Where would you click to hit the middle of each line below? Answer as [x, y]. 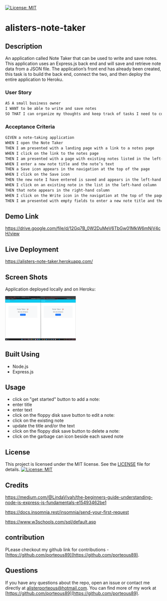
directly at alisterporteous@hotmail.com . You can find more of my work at [81, 588]
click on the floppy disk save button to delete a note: [66, 431]
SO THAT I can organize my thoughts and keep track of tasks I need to [81, 114]
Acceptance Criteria [30, 126]
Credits [17, 485]
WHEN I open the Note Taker [34, 143]
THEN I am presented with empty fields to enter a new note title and [80, 201]
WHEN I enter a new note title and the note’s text [60, 164]
